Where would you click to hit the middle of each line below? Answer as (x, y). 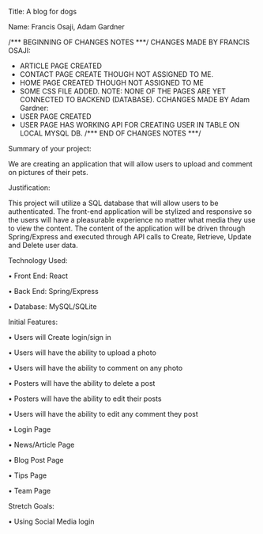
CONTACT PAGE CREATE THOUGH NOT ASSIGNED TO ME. (116, 74)
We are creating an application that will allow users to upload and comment (130, 164)
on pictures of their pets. (48, 172)
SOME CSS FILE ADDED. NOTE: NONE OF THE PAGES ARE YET (123, 91)
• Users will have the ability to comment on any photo (96, 368)
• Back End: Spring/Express (53, 291)
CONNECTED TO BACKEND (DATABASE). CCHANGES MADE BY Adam (135, 99)
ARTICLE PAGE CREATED (61, 66)
